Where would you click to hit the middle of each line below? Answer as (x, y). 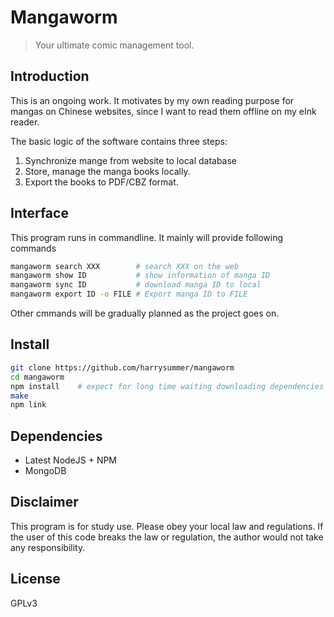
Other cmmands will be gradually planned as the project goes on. (145, 313)
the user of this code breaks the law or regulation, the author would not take (167, 537)
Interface (39, 213)
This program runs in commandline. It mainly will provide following (147, 237)
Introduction (50, 76)
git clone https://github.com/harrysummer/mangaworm (122, 367)
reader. (25, 122)
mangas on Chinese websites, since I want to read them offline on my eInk (163, 111)
